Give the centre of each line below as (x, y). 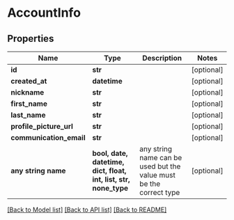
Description (162, 58)
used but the (160, 166)
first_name (29, 104)
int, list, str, (111, 179)
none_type (110, 188)
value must (157, 175)
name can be (161, 158)
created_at (29, 81)
